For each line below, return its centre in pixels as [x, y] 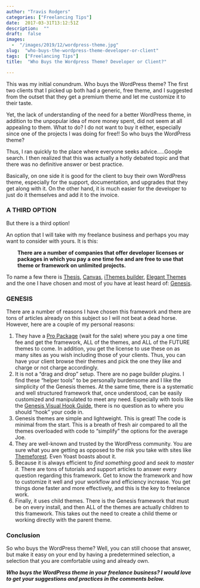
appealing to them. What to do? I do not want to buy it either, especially [94, 127]
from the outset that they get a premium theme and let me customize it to [96, 97]
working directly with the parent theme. [63, 520]
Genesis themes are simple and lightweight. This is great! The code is [100, 418]
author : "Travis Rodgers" [38, 12]
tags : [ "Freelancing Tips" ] [42, 56]
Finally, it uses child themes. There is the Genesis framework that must [102, 501]
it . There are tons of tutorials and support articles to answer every [96, 469]
